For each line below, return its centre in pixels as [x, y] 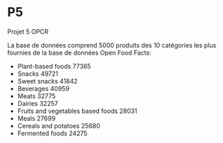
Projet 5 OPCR [28, 32]
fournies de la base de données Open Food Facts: [80, 53]
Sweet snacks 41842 [48, 81]
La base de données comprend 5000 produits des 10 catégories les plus [112, 45]
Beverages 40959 [43, 88]
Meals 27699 [36, 118]
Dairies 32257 [38, 103]
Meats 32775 [36, 96]
